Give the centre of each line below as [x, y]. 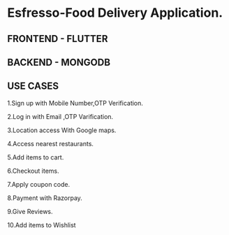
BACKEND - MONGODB [59, 62]
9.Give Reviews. [30, 211]
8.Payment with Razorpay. [45, 198]
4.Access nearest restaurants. [51, 143]
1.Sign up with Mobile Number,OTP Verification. [75, 103]
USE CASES [33, 86]
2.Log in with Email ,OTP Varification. [60, 116]
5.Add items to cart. [36, 157]
